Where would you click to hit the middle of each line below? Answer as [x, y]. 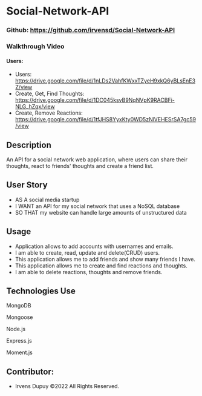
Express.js [19, 341]
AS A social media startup [47, 200]
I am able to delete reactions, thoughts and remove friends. [89, 272]
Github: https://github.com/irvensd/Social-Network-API [91, 30]
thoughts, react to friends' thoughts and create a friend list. [80, 166]
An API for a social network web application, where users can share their [97, 159]
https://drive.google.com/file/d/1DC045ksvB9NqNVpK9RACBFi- [95, 100]
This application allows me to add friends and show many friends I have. [105, 259]
